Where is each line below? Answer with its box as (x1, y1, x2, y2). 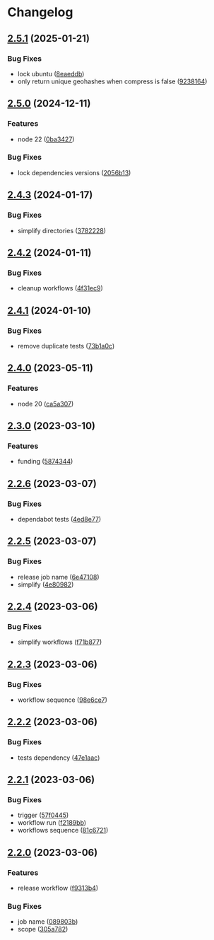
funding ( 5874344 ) (17, 457, 73, 466)
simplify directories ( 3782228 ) (17, 226, 106, 235)
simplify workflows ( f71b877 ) (17, 638, 102, 647)
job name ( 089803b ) (17, 917, 78, 926)
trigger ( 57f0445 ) (17, 811, 69, 820)
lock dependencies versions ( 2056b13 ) (17, 168, 131, 177)
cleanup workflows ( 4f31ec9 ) (17, 284, 104, 293)
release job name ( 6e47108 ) (17, 572, 100, 581)
